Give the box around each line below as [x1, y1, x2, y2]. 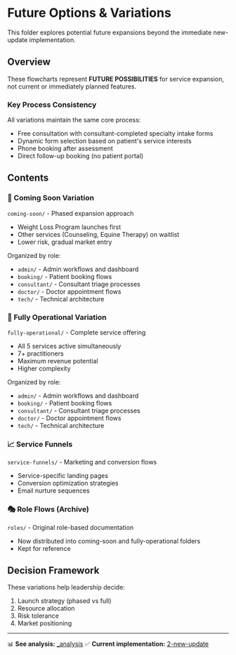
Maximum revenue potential [17, 357, 98, 365]
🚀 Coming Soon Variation [7, 193, 95, 203]
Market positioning [17, 619, 72, 628]
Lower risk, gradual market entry [17, 238, 112, 246]
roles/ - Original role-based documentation [7, 523, 134, 531]
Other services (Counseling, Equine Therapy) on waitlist [17, 230, 180, 238]
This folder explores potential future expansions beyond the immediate [7, 28, 212, 37]
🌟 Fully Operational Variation [7, 312, 107, 322]
